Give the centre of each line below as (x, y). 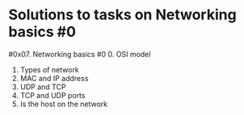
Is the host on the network (63, 104)
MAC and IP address (54, 78)
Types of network (49, 69)
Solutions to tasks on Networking (122, 15)
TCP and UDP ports (53, 95)
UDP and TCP (43, 87)
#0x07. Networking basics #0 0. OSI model (80, 54)
